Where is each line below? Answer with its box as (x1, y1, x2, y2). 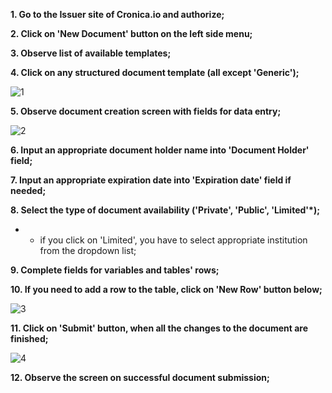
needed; (10, 185, 47, 196)
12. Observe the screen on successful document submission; (10, 372, 270, 383)
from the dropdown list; (39, 245, 137, 256)
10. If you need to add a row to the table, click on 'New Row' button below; (10, 284, 323, 295)
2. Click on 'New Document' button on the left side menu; (10, 28, 253, 39)
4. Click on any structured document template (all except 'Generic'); (10, 67, 300, 78)
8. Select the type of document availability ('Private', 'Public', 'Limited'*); (10, 204, 320, 216)
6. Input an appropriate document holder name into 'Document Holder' (10, 144, 310, 156)
